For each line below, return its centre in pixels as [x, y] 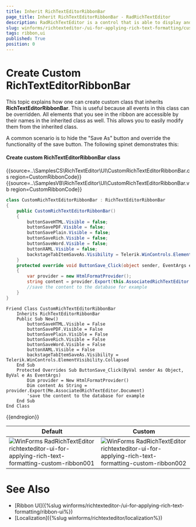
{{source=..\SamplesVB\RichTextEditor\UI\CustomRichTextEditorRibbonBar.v [98, 183]
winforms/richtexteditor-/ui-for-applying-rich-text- [123, 505]
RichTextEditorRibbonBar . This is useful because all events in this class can [98, 108]
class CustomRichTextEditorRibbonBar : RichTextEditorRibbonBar [86, 200]
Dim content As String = [57, 385]
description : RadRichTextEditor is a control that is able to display [94, 22]
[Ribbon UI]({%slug [38, 505]
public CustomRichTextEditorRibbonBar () [66, 211]
